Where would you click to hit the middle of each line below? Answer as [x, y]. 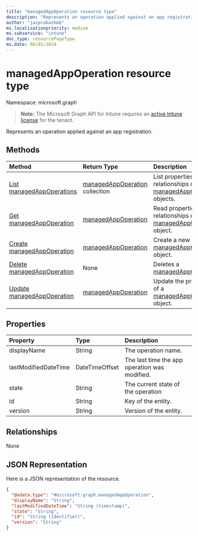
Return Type [100, 167]
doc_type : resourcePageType [41, 39]
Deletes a [166, 264]
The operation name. [154, 350]
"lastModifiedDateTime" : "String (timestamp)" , [71, 506]
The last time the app [154, 360]
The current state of [152, 385]
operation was [144, 368]
